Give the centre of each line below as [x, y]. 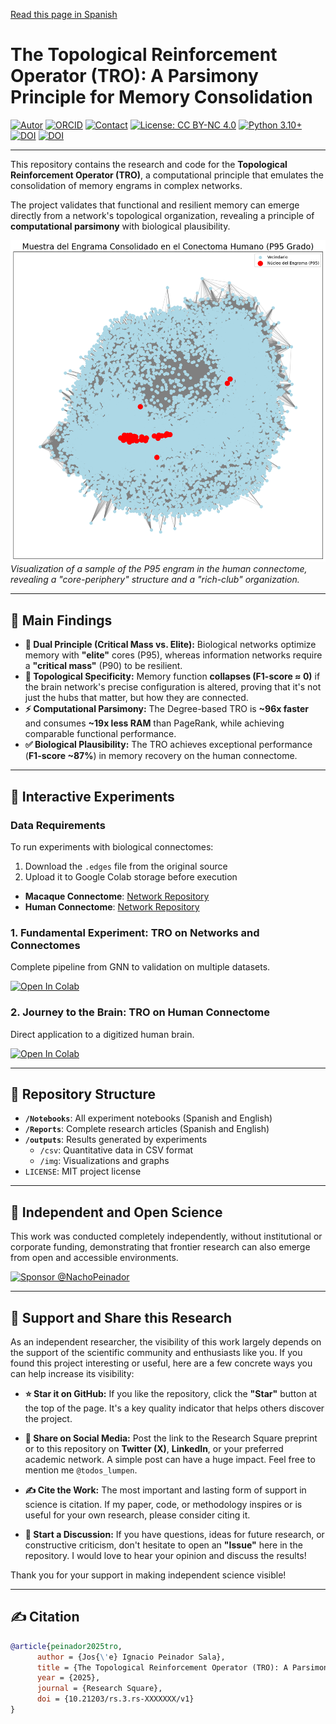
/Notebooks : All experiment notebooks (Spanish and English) [148, 1118]
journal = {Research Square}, [99, 1689]
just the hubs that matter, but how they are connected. [136, 698]
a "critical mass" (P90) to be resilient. [103, 666]
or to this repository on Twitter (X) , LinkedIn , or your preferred [154, 1449]
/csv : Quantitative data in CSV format [116, 1150]
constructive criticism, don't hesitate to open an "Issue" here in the [163, 1545]
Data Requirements [58, 825]
